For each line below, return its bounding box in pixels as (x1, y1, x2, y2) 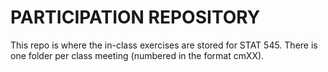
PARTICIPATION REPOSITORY (10, 6, 261, 29)
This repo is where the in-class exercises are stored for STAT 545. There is (10, 39, 318, 51)
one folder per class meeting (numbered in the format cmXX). (10, 49, 265, 61)
